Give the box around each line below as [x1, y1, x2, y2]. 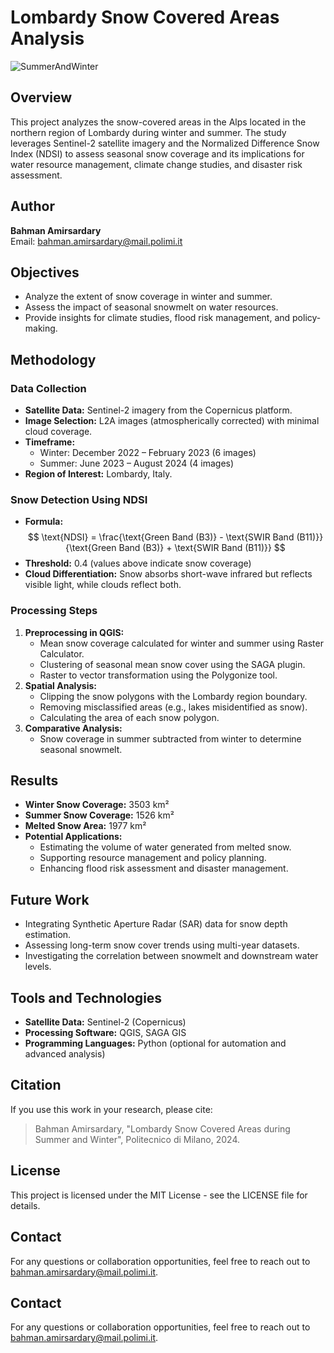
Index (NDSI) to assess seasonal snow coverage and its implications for [10, 147, 305, 160]
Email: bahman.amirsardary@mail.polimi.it [10, 235, 183, 247]
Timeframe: [24, 436, 76, 448]
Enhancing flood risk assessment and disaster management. [39, 862, 289, 875]
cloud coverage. [24, 426, 93, 438]
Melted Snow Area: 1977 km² [24, 820, 147, 832]
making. [24, 322, 58, 335]
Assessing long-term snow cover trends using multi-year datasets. [24, 939, 300, 951]
